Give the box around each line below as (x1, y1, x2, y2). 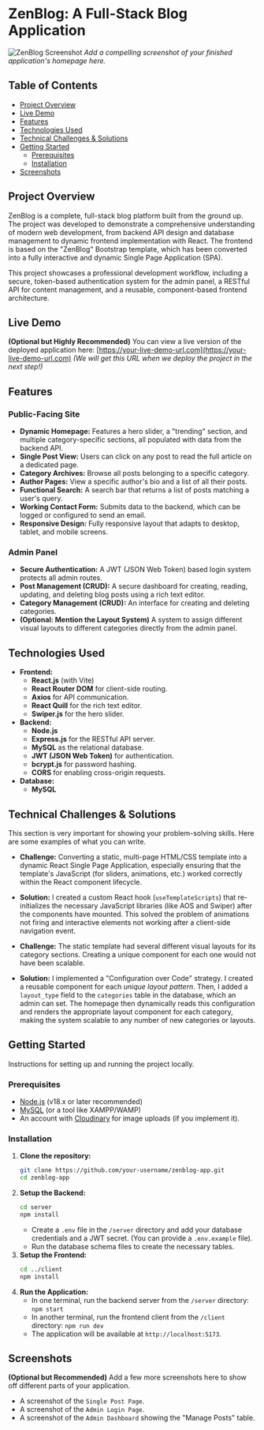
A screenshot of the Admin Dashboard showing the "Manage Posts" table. (19, 1413, 255, 1423)
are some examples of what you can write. (8, 837, 147, 846)
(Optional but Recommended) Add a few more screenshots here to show (8, 1372, 247, 1382)
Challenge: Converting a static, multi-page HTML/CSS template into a (19, 852, 247, 861)
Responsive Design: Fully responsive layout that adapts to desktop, (19, 518, 240, 529)
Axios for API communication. (31, 692, 129, 702)
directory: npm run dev (31, 1320, 104, 1330)
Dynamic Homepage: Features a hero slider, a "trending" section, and (19, 427, 248, 436)
